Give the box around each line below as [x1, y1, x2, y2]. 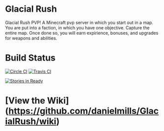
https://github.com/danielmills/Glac [8, 106, 159, 117]
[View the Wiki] [5, 95, 69, 106]
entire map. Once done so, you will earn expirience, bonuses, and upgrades [5, 30, 159, 36]
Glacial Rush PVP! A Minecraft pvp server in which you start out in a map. [5, 20, 154, 25]
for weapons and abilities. [5, 35, 57, 41]
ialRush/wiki [5, 116, 56, 127]
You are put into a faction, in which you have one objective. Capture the [5, 24, 150, 30]
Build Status [5, 52, 55, 64]
